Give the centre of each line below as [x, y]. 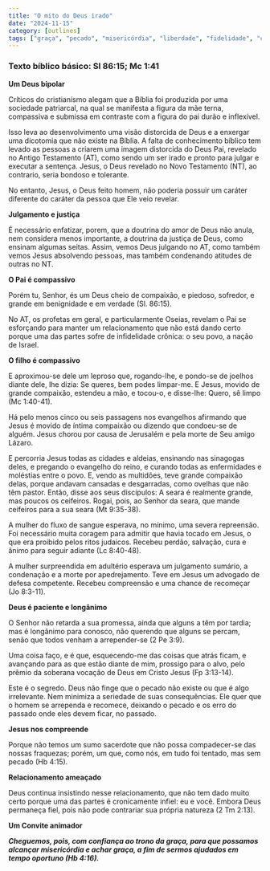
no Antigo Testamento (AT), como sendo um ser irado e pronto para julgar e [134, 157]
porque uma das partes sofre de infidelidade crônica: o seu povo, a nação [131, 336]
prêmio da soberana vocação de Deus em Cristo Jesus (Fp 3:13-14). [121, 672]
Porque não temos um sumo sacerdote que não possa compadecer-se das [132, 744]
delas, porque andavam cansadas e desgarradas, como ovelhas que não [129, 483]
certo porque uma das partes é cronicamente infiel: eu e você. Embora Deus [135, 801]
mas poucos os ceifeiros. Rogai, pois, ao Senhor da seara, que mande [124, 501]
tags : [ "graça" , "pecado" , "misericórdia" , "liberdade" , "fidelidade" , [131, 38]
